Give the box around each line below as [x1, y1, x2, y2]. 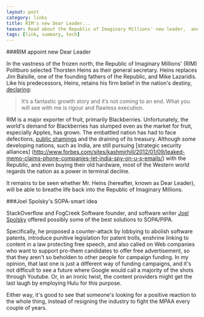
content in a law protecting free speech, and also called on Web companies [6, 241, 195, 248]
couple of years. [6, 304, 47, 312]
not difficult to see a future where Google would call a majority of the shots [6, 266, 194, 274]
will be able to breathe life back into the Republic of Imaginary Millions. [6, 186, 183, 193]
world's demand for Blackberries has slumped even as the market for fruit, [6, 122, 192, 130]
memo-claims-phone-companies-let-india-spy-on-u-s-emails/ [6, 155, 163, 162]
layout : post [6, 9, 39, 15]
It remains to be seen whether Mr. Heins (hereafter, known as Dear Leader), [6, 179, 195, 187]
